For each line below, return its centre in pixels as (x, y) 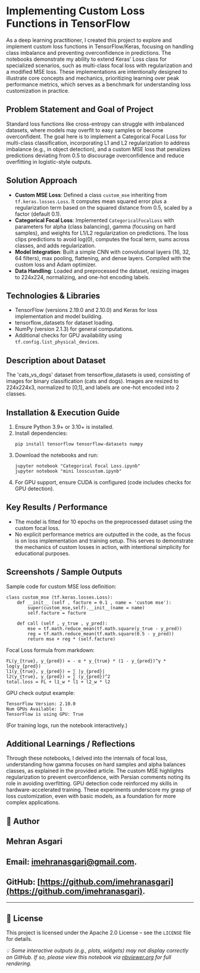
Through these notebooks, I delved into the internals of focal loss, (87, 758)
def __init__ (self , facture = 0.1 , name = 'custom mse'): (94, 603)
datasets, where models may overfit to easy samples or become (85, 130)
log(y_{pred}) (24, 666)
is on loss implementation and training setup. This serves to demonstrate (104, 541)
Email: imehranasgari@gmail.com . (71, 862)
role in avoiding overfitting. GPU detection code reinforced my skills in (92, 784)
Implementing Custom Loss (76, 11)
